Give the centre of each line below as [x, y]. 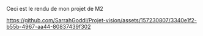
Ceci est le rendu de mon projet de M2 [55, 9]
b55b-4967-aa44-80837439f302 [49, 27]
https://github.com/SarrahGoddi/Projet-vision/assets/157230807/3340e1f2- [102, 20]
